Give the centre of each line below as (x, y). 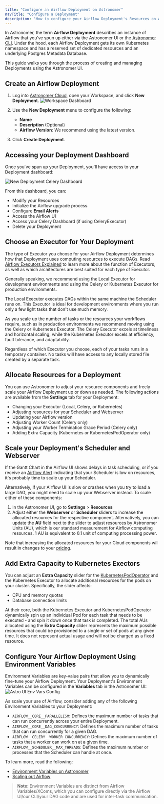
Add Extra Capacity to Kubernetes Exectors (72, 564)
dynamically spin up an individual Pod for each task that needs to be (74, 615)
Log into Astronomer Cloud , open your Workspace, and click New (78, 96)
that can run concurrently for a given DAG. (55, 731)
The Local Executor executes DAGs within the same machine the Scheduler (81, 299)
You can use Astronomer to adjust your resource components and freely (78, 387)
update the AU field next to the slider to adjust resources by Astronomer (85, 523)
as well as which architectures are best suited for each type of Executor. (78, 269)
